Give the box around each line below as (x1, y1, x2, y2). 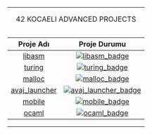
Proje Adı (18, 39, 50, 48)
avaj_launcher (11, 86, 58, 95)
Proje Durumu (78, 39, 127, 48)
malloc (23, 74, 45, 83)
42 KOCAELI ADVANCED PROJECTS (15, 14, 137, 24)
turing (24, 62, 44, 72)
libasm (23, 51, 45, 60)
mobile (22, 97, 46, 106)
